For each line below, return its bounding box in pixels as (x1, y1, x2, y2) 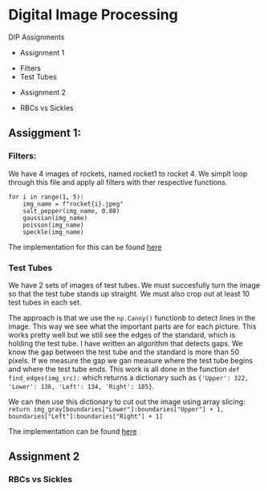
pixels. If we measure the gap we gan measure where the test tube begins (8, 355, 254, 365)
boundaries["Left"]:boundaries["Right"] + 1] (8, 412, 163, 420)
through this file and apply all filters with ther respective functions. (8, 177, 228, 186)
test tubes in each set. (8, 297, 82, 307)
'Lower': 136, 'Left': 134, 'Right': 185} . (8, 381, 155, 391)
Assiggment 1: (8, 126, 82, 140)
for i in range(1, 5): (8, 193, 84, 201)
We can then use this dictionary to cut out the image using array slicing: (8, 396, 246, 407)
